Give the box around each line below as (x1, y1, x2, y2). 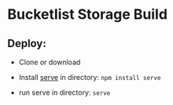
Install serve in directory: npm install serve (18, 73, 161, 81)
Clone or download (18, 57, 81, 67)
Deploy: (7, 37, 46, 50)
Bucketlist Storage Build (7, 5, 168, 24)
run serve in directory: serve (18, 88, 111, 97)
